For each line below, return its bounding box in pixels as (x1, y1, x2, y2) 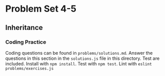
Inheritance (5, 23, 43, 32)
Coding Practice (5, 39, 47, 46)
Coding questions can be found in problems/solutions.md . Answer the (5, 50, 153, 56)
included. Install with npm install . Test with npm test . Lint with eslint (5, 60, 152, 66)
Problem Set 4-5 (5, 3, 77, 15)
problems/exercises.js (5, 66, 54, 71)
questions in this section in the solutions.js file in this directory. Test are (5, 55, 160, 61)
